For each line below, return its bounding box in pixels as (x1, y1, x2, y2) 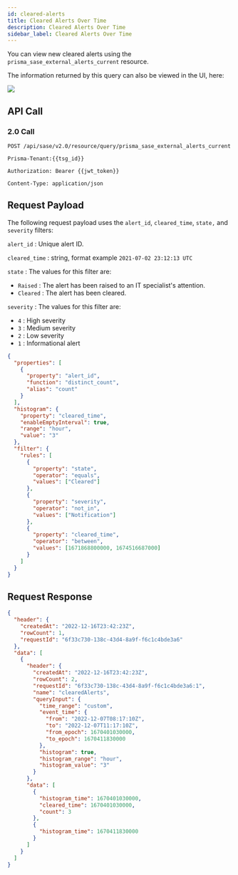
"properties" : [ (14, 359, 62, 367)
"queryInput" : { (33, 696, 81, 703)
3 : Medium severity (17, 323, 76, 332)
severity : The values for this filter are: (7, 302, 121, 310)
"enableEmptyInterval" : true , (20, 419, 110, 426)
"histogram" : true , (38, 748, 98, 755)
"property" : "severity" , (33, 498, 107, 505)
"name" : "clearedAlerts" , (33, 688, 110, 696)
